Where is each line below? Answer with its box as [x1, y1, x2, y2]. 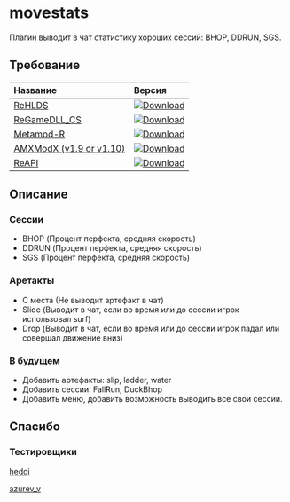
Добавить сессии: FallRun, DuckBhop [21, 384, 162, 395]
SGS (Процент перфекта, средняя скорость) [21, 252, 191, 263]
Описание [9, 187, 68, 202]
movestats [9, 3, 90, 23]
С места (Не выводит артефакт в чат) [21, 294, 164, 305]
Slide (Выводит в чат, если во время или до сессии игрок [21, 304, 239, 315]
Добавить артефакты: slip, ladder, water [21, 375, 172, 386]
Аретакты [9, 274, 55, 286]
